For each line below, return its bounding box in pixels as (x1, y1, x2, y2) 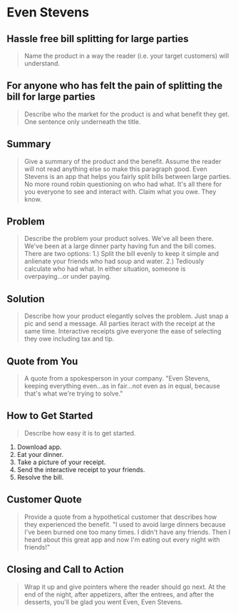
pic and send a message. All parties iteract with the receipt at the (24, 319, 215, 328)
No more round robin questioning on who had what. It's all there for (24, 180, 222, 188)
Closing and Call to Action (6, 564, 124, 576)
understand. (24, 59, 61, 68)
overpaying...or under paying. (24, 272, 112, 281)
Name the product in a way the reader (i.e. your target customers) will (24, 51, 229, 60)
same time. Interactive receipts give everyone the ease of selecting (24, 327, 222, 336)
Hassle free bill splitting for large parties (6, 33, 190, 45)
